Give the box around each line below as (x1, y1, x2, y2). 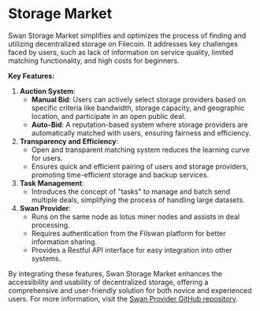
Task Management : (19, 178, 84, 187)
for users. (31, 153, 63, 162)
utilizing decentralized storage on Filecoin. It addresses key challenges (8, 39, 239, 48)
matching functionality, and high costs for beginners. (8, 56, 180, 65)
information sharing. (31, 237, 97, 246)
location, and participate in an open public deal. (31, 111, 187, 120)
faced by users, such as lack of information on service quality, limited (8, 47, 234, 57)
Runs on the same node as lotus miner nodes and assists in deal (31, 212, 240, 221)
